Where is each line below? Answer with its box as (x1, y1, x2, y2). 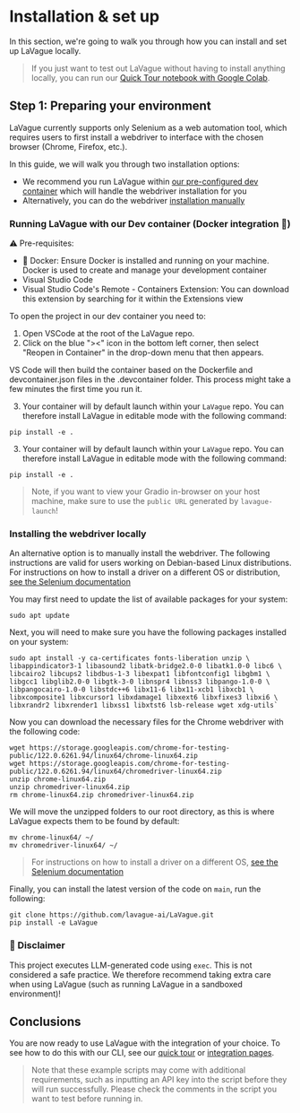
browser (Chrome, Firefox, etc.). (9, 141, 128, 152)
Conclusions (9, 1014, 81, 1030)
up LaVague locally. (9, 45, 81, 56)
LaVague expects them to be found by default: (9, 816, 180, 827)
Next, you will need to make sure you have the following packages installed (9, 627, 287, 638)
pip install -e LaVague (9, 918, 99, 927)
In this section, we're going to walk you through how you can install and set (9, 36, 287, 47)
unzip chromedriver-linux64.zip (9, 783, 130, 792)
